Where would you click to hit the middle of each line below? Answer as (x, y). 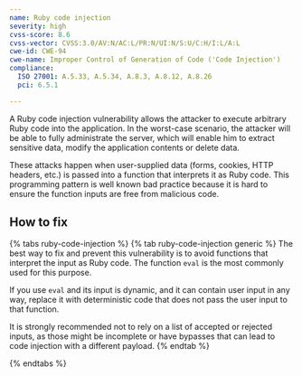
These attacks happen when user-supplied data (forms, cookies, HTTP (142, 164)
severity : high (38, 26)
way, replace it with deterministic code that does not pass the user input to (148, 300)
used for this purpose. (51, 273)
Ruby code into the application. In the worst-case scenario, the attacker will (150, 128)
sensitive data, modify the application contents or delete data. (124, 147)
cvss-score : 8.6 (40, 34)
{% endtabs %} (38, 363)
